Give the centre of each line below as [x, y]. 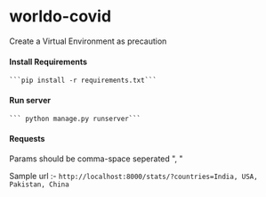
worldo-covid [60, 16]
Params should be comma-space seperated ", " [97, 159]
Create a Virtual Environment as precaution [88, 41]
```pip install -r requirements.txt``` [83, 81]
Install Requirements [48, 62]
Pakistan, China [39, 185]
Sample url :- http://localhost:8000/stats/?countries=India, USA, [133, 176]
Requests [27, 138]
